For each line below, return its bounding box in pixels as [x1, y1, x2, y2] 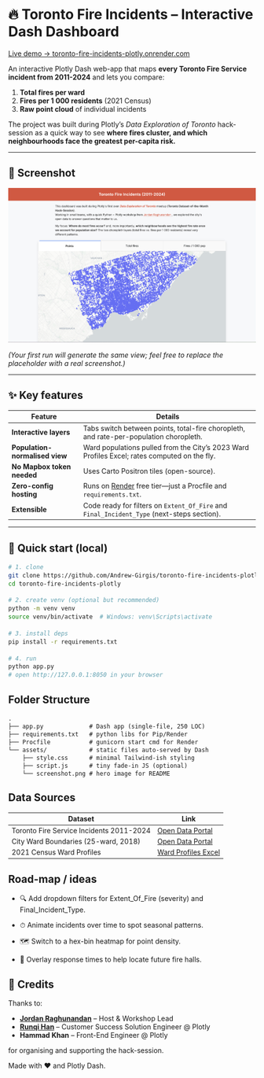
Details [156, 412, 180, 422]
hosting [11, 489, 38, 499]
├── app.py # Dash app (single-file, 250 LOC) [8, 722, 206, 730]
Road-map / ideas [8, 872, 97, 886]
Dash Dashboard [8, 23, 119, 41]
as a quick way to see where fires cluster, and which [35, 127, 208, 137]
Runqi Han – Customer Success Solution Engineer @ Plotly [19, 1022, 211, 1032]
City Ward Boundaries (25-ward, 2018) [11, 836, 141, 846]
